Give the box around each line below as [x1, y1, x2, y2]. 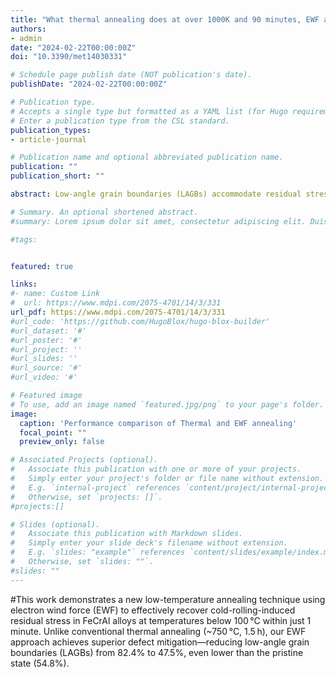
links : [10, 279, 38, 290]
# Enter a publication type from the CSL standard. [10, 116, 230, 126]
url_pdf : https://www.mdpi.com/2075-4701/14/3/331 [10, 307, 226, 317]
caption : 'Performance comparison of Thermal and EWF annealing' [19, 418, 298, 428]
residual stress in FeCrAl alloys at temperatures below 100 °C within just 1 [10, 614, 312, 626]
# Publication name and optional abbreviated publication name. [10, 152, 284, 163]
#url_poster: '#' [10, 335, 83, 345]
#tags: [10, 234, 38, 245]
